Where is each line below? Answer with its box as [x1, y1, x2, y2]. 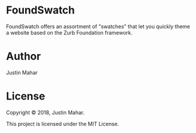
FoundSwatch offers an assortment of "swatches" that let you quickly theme [6, 23, 190, 30]
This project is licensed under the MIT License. [6, 120, 119, 127]
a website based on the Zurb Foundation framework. [6, 29, 133, 36]
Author [6, 50, 41, 63]
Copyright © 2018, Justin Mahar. [6, 109, 85, 116]
